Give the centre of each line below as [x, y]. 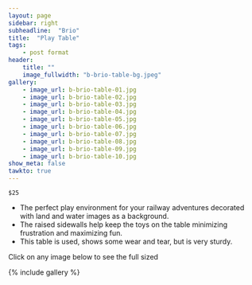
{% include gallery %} [45, 272]
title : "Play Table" [44, 38]
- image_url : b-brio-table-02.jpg [79, 97]
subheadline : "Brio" [44, 30]
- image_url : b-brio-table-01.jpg [79, 90]
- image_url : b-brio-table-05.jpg [79, 119]
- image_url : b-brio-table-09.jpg [79, 149]
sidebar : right [33, 23]
